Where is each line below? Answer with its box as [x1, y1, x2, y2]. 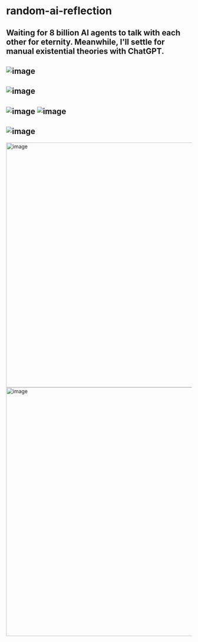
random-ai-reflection [6, 4, 112, 18]
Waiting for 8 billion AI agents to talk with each [6, 28, 181, 38]
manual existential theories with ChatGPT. [6, 46, 164, 56]
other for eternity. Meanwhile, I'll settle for [6, 37, 165, 47]
